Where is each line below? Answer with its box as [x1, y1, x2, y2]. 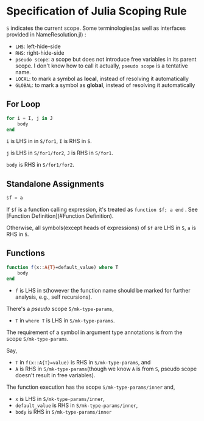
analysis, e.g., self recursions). [15, 293, 93, 301]
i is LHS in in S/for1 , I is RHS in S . [6, 137, 93, 145]
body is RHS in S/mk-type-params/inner [15, 408, 112, 415]
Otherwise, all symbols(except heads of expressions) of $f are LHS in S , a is [6, 224, 196, 232]
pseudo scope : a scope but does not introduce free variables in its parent [15, 55, 197, 63]
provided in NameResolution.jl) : [6, 30, 86, 38]
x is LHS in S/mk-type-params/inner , [15, 395, 105, 402]
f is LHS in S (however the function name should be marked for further [15, 287, 191, 294]
